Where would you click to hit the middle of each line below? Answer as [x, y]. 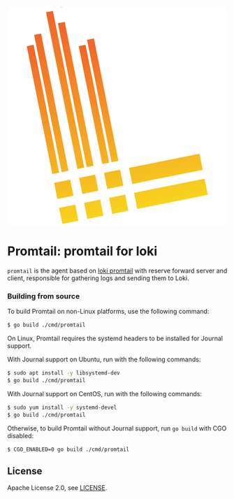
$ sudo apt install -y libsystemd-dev [64, 373]
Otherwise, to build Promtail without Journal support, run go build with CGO [117, 428]
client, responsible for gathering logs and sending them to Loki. [98, 278]
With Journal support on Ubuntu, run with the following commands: [104, 359]
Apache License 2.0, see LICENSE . [57, 488]
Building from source [44, 296]
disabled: [20, 435]
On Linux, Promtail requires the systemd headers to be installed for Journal [115, 338]
